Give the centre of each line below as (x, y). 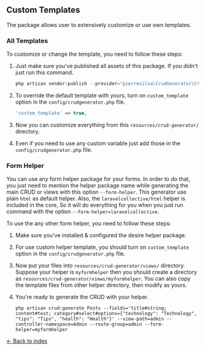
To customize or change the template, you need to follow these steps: (95, 54)
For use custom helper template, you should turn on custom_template (102, 247)
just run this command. (44, 72)
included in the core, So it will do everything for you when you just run (95, 205)
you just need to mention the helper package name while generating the (97, 186)
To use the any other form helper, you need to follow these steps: (89, 224)
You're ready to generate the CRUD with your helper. (82, 297)
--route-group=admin (116, 324)
